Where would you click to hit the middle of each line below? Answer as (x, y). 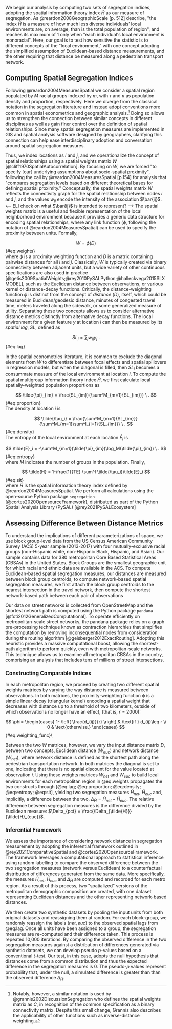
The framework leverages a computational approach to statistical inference (84, 857)
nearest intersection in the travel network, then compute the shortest (78, 590)
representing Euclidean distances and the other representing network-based (86, 897)
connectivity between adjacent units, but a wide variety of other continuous (85, 268)
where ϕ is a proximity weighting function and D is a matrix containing (79, 256)
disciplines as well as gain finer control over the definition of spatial (76, 124)
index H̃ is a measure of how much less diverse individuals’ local (73, 24)
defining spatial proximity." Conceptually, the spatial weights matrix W (79, 188)
